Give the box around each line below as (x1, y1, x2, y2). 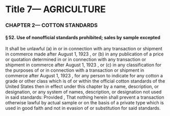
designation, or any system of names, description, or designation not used (5, 89, 162, 95)
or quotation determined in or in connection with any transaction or (5, 56, 147, 63)
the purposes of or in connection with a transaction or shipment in (5, 67, 144, 73)
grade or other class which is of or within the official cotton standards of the (5, 78, 165, 84)
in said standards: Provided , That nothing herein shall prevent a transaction (5, 94, 164, 100)
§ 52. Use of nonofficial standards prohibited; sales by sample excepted (5, 34, 161, 40)
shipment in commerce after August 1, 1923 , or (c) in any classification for (5, 62, 162, 68)
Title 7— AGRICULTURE (5, 4, 106, 15)
